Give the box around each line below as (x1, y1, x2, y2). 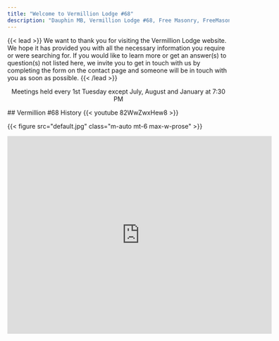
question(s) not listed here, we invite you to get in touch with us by (7, 58, 201, 67)
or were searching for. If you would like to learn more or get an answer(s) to (7, 51, 227, 60)
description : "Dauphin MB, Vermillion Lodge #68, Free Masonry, (7, 17, 200, 24)
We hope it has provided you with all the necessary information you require (7, 44, 225, 52)
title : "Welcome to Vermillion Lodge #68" (7, 10, 134, 18)
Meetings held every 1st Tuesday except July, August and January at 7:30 (11, 87, 225, 96)
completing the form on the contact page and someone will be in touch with (7, 66, 228, 75)
